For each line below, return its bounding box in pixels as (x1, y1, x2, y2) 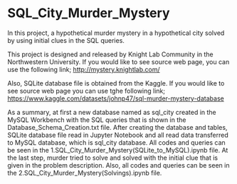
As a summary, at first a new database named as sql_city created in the (7, 108, 217, 116)
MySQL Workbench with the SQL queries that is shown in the (7, 116, 186, 124)
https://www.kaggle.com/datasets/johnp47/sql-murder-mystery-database (7, 94, 224, 103)
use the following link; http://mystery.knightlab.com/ (7, 65, 160, 73)
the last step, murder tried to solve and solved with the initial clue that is (7, 153, 218, 162)
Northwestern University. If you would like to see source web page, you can (7, 57, 230, 66)
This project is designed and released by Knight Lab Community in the (7, 50, 214, 58)
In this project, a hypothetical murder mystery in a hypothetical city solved (7, 29, 225, 37)
